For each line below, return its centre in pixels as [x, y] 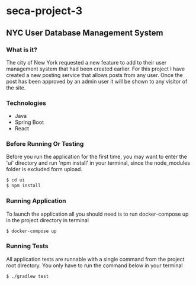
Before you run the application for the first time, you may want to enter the [97, 157]
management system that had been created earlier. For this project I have [96, 69]
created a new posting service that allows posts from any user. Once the [94, 75]
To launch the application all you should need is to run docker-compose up [97, 214]
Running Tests [27, 246]
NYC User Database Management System [85, 33]
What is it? [22, 50]
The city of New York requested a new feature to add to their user [86, 62]
